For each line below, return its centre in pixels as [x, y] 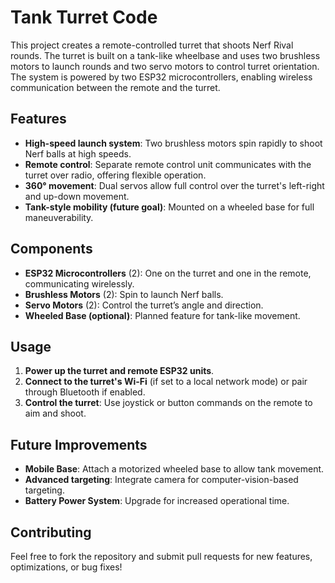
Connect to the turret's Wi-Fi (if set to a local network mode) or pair [166, 382]
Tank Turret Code [84, 17]
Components [51, 249]
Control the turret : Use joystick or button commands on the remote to [168, 403]
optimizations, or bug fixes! [66, 567]
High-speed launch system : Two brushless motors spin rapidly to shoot [173, 143]
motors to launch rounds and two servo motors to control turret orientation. [165, 66]
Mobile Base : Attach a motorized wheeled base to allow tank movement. [174, 469]
